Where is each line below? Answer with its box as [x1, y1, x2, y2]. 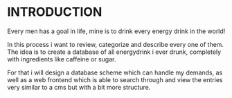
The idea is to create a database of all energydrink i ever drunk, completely [7, 48, 222, 56]
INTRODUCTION [7, 4, 102, 20]
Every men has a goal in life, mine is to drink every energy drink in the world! [7, 27, 226, 35]
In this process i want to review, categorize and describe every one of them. [7, 40, 224, 48]
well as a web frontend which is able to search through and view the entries [7, 75, 223, 84]
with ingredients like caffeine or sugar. [7, 55, 116, 63]
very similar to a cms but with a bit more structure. [7, 83, 151, 91]
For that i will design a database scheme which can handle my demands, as [7, 68, 223, 77]
